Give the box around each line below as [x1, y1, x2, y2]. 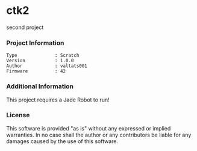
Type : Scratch [6, 53, 80, 59]
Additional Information [6, 82, 74, 91]
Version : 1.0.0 [6, 58, 74, 64]
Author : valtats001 [6, 63, 87, 69]
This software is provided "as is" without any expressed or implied [6, 124, 171, 132]
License [6, 111, 30, 120]
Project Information [6, 39, 64, 47]
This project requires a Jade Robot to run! [6, 96, 110, 103]
